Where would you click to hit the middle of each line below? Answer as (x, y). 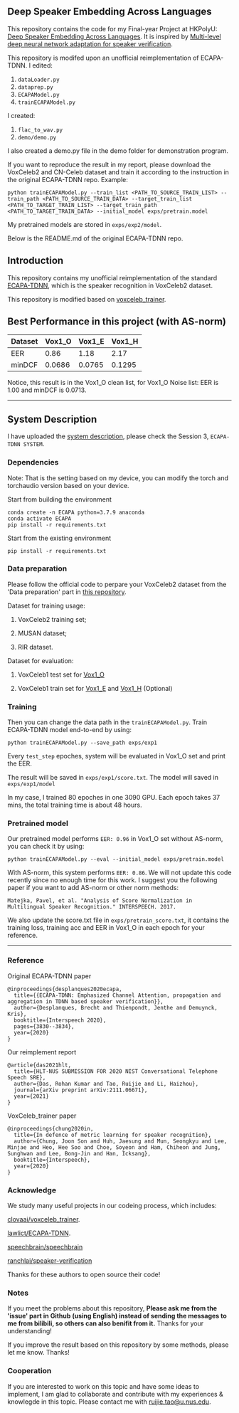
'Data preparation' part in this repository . (67, 592)
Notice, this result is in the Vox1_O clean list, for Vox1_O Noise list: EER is (113, 383)
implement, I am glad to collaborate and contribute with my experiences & (116, 1394)
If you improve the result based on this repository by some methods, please (118, 1345)
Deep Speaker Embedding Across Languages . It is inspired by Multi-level (115, 36)
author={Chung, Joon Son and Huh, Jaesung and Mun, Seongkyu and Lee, (121, 1141)
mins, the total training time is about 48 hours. (75, 805)
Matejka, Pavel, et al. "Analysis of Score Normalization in (100, 901)
